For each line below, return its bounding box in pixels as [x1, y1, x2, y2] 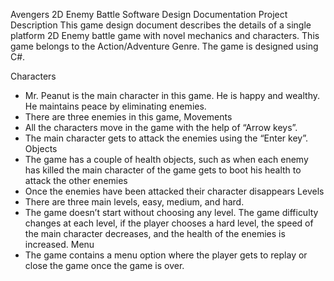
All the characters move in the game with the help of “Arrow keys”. [24, 122, 298, 133]
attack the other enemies [24, 175, 128, 186]
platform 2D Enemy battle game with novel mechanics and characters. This [10, 30, 320, 41]
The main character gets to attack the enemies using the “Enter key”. [24, 132, 308, 144]
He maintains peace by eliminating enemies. [24, 100, 207, 112]
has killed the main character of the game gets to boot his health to [24, 164, 302, 176]
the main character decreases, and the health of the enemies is [24, 228, 286, 239]
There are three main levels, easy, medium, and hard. [24, 196, 245, 208]
